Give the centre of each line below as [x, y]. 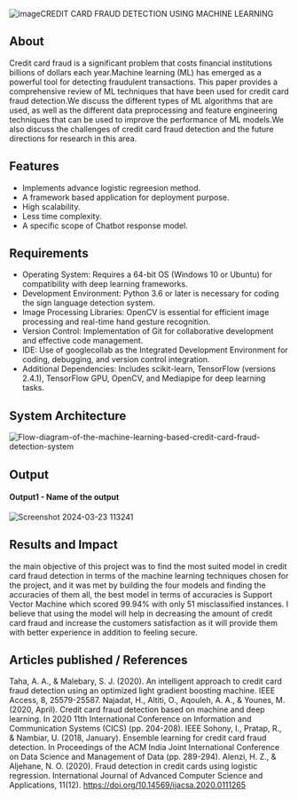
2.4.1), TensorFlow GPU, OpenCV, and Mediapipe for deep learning [144, 378]
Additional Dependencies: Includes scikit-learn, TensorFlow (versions [149, 369]
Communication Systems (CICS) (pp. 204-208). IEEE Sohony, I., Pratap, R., [145, 729]
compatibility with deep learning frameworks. [105, 284]
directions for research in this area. [73, 138]
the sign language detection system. [88, 303]
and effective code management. [82, 341]
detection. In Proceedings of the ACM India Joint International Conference [145, 748]
